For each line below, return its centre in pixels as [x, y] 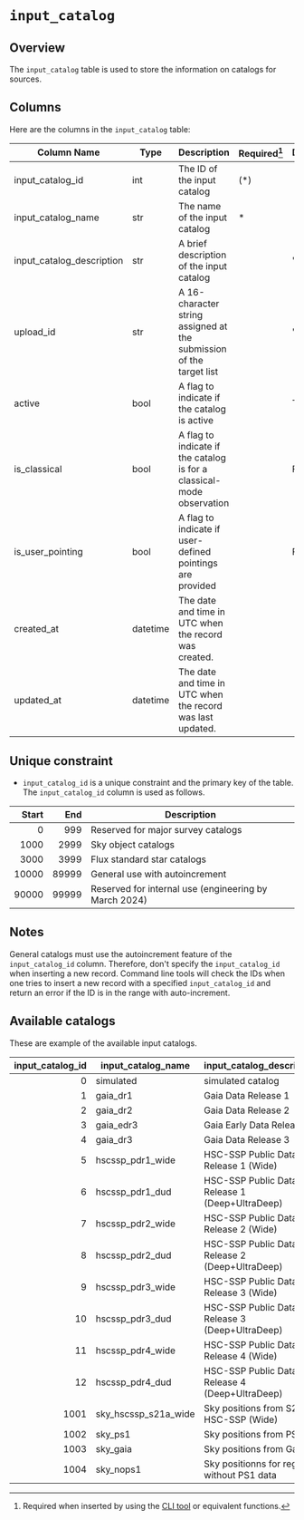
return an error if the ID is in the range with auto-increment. [120, 992]
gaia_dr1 [114, 1095]
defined [195, 552]
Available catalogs [62, 1021]
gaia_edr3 [117, 1125]
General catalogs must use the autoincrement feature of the [121, 954]
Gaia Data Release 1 [247, 1095]
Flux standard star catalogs [148, 859]
